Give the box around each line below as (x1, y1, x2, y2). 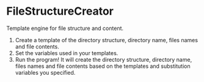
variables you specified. (15, 69, 76, 76)
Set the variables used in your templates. (15, 49, 118, 56)
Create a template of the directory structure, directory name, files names (15, 36, 199, 43)
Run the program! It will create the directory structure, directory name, (15, 56, 192, 63)
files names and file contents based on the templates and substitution (15, 62, 191, 70)
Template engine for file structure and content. (6, 24, 124, 32)
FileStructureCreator (6, 4, 114, 18)
